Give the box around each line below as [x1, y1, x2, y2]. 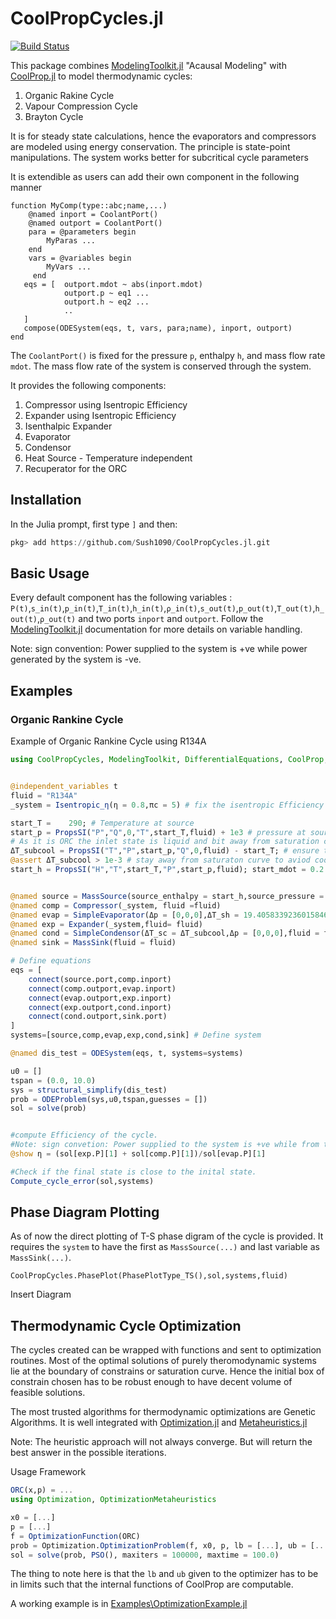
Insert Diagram [10, 1288, 72, 1301]
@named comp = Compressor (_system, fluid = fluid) [10, 900, 222, 911]
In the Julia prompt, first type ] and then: [10, 518, 178, 530]
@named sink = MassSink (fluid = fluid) [10, 938, 177, 948]
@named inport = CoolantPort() [28, 209, 159, 219]
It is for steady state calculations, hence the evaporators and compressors [10, 130, 317, 142]
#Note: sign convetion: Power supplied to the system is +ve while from [10, 1140, 320, 1150]
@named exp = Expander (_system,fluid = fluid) [10, 919, 203, 929]
